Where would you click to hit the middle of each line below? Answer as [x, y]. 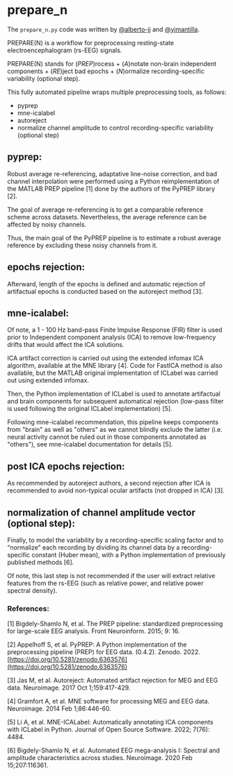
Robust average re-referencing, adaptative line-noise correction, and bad [112, 173]
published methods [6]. [41, 562]
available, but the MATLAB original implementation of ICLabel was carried [113, 373]
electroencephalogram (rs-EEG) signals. [65, 50]
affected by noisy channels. [47, 224]
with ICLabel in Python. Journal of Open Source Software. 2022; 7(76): [109, 729]
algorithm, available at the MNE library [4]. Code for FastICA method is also [115, 366]
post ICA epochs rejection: [66, 466]
